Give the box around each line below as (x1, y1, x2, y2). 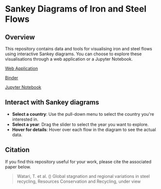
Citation (5, 146, 30, 154)
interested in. (12, 116, 39, 122)
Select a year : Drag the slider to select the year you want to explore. (12, 121, 149, 127)
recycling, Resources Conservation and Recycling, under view (16, 178, 141, 184)
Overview (5, 33, 35, 41)
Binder (5, 75, 18, 80)
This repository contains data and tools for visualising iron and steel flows (5, 46, 152, 51)
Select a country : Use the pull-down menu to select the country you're (12, 111, 154, 117)
